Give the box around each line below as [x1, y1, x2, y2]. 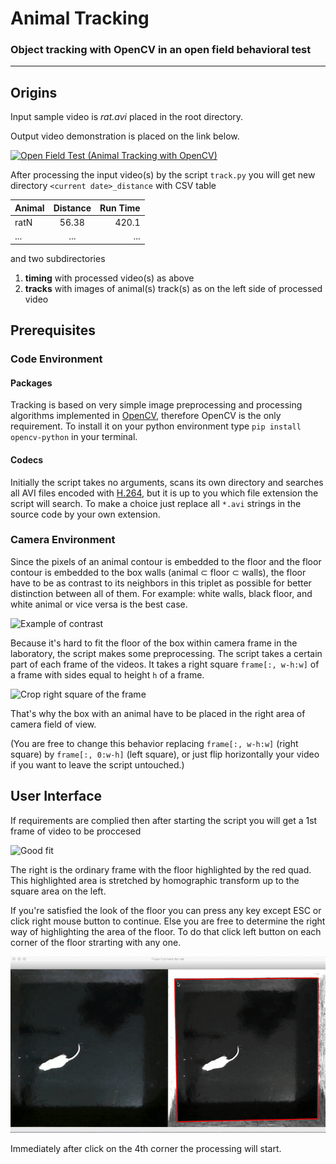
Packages [10, 377, 53, 389]
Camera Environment [10, 533, 116, 547]
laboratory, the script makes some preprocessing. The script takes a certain [10, 647, 323, 659]
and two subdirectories [10, 252, 106, 264]
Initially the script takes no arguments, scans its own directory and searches [10, 476, 324, 488]
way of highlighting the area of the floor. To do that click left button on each [10, 925, 322, 937]
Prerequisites [10, 322, 96, 339]
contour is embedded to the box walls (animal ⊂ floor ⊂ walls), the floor [10, 566, 307, 578]
